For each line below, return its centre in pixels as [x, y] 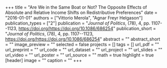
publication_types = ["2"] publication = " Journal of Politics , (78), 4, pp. [78, 23]
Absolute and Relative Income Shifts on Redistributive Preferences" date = [82, 12]
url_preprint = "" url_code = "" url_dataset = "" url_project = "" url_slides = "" [84, 50]
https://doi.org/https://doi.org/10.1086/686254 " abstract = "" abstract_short [83, 39]
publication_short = [136, 28]
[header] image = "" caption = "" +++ [44, 60]
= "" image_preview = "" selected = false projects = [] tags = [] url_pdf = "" [82, 44]
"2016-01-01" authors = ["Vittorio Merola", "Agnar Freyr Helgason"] [74, 18]
